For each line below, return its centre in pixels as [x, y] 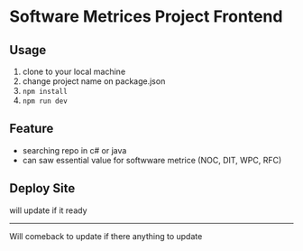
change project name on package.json [94, 81]
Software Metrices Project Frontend [146, 17]
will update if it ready [48, 210]
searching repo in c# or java [74, 150]
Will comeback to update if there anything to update [106, 236]
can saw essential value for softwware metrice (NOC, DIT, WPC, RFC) [152, 160]
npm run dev [45, 101]
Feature [32, 129]
